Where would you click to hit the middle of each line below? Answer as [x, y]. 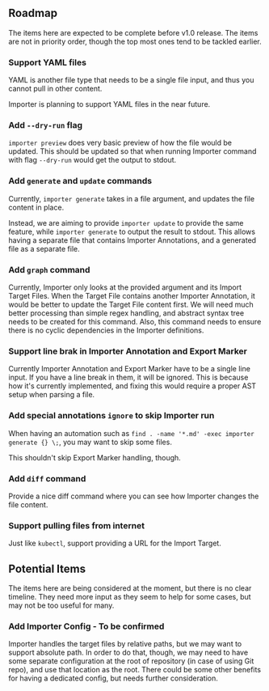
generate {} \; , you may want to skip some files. [90, 442]
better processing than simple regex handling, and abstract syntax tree [126, 313]
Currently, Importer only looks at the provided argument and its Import [125, 287]
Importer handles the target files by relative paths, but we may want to [125, 644]
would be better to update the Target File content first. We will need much [131, 304]
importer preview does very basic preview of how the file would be [120, 143]
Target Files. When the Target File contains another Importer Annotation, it [132, 296]
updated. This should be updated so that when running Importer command [132, 151]
